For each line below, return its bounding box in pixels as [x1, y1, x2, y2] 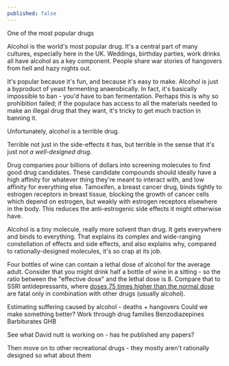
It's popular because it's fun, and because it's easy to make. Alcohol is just [7, 77, 219, 86]
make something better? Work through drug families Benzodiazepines [7, 310, 204, 318]
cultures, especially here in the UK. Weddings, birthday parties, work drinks [7, 49, 221, 58]
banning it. [7, 114, 38, 122]
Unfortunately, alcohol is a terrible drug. [7, 127, 120, 135]
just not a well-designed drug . [7, 147, 93, 156]
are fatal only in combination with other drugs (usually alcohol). [7, 289, 186, 297]
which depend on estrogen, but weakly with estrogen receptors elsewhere [7, 197, 217, 206]
